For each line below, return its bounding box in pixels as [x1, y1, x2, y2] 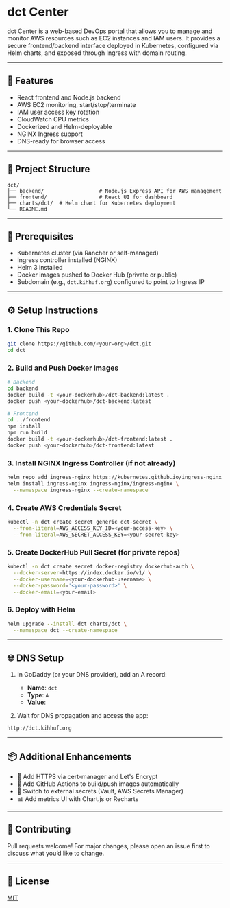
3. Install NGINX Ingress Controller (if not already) [7, 458, 176, 467]
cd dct [7, 347, 26, 353]
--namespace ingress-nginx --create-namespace [13, 487, 149, 493]
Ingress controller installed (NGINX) [16, 256, 118, 264]
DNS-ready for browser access [16, 137, 105, 145]
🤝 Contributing [7, 824, 71, 835]
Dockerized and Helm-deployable [16, 122, 112, 130]
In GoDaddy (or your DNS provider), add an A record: [16, 671, 168, 679]
